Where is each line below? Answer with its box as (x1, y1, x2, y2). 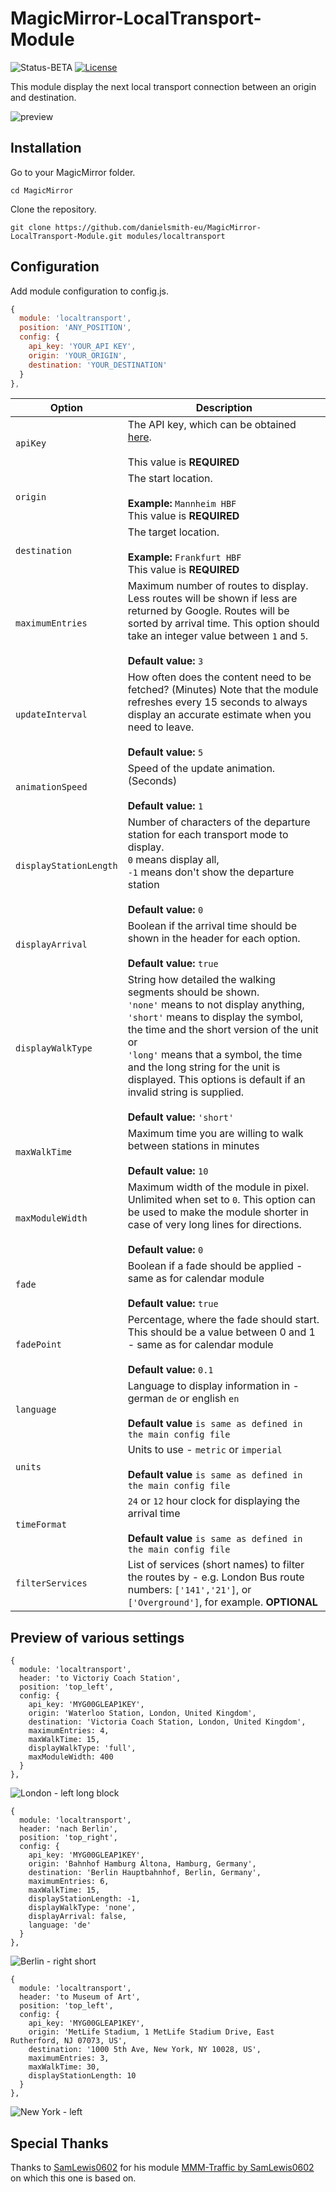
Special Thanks (10, 2135, 109, 2152)
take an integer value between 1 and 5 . (127, 629, 309, 643)
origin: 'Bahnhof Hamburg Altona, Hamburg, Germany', (28, 1859, 257, 1869)
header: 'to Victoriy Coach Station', (19, 1673, 182, 1684)
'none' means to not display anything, (127, 998, 305, 1012)
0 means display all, (127, 853, 220, 867)
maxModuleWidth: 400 (28, 1752, 114, 1762)
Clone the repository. (10, 203, 97, 215)
